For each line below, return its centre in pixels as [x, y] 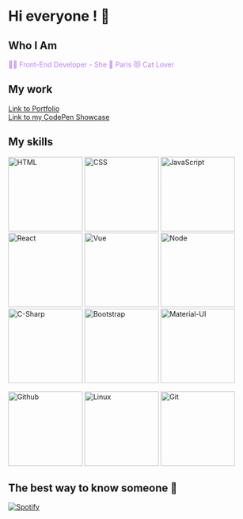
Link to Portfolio [34, 108]
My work [30, 89]
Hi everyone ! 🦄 [59, 16]
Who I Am [33, 46]
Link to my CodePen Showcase [59, 117]
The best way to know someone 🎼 [93, 488]
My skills [31, 142]
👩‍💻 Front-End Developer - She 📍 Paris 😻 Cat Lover [91, 64]
